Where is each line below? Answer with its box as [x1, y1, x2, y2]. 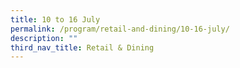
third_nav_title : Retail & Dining [10, 42, 155, 53]
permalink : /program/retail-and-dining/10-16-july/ [10, 24, 230, 34]
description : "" [10, 33, 78, 43]
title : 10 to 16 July [10, 14, 101, 25]
